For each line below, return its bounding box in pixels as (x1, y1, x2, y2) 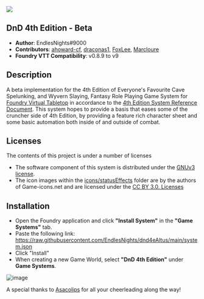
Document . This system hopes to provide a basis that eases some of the (6, 105, 188, 113)
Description (6, 70, 52, 80)
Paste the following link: (15, 230, 75, 237)
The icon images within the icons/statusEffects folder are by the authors (15, 177, 197, 184)
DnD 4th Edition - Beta (6, 23, 93, 33)
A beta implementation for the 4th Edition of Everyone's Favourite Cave (6, 86, 185, 93)
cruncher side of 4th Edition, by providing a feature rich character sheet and (6, 111, 198, 119)
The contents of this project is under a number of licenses (6, 152, 152, 160)
